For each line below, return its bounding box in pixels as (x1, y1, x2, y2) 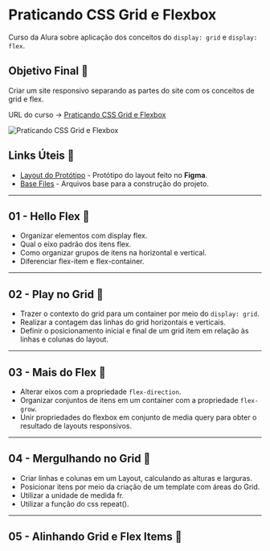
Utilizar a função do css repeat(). (19, 499, 130, 508)
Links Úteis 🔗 (8, 149, 75, 163)
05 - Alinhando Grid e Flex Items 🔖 (8, 530, 182, 544)
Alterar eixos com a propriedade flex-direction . (19, 387, 182, 396)
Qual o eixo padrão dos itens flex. (19, 239, 132, 249)
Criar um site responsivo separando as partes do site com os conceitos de (8, 85, 255, 95)
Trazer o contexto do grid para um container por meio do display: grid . (19, 309, 260, 319)
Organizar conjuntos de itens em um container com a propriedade (19, 396, 239, 404)
